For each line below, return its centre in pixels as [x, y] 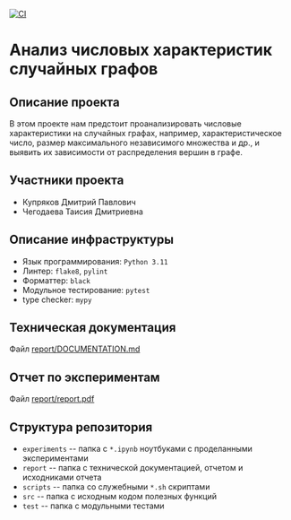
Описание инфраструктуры [92, 240]
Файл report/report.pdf [52, 399]
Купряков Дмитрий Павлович [79, 202]
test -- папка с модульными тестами [93, 506]
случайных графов [84, 69]
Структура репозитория [81, 427]
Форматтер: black [56, 280]
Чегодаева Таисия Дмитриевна [82, 212]
